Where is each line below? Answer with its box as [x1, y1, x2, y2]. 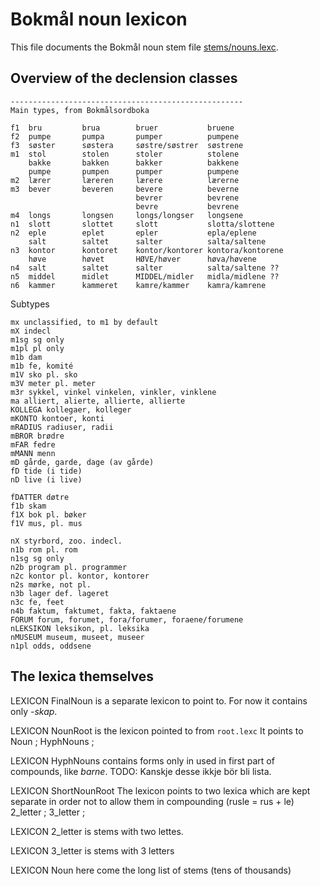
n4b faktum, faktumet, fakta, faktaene [10, 606, 177, 616]
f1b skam [10, 501, 47, 511]
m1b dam [10, 352, 43, 362]
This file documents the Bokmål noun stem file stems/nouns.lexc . [10, 41, 279, 53]
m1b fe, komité [10, 361, 74, 371]
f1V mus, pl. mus [10, 518, 83, 528]
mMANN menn [10, 448, 56, 458]
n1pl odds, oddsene [10, 641, 92, 651]
